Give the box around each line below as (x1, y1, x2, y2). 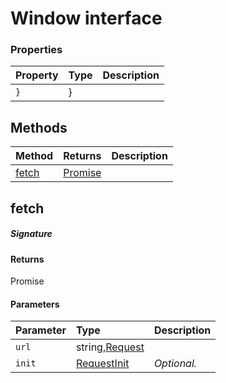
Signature (10, 228, 53, 240)
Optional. (153, 357, 198, 371)
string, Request (75, 340, 145, 354)
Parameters (10, 298, 60, 310)
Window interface (10, 7, 163, 30)
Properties (10, 43, 63, 57)
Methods (10, 119, 68, 136)
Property (15, 68, 59, 82)
